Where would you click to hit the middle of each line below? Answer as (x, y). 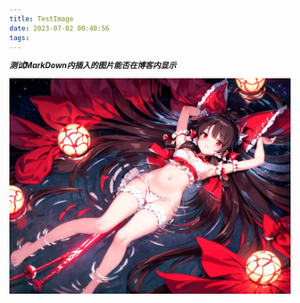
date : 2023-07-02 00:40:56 (59, 28)
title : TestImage (42, 19)
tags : (19, 38)
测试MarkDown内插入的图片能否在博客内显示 (93, 65)
